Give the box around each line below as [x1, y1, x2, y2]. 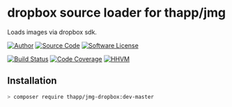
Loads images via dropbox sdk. [7, 28, 98, 36]
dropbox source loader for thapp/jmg [7, 5, 226, 21]
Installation [7, 75, 57, 87]
